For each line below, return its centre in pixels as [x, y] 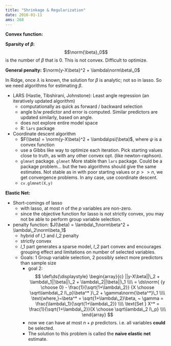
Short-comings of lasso [37, 203]
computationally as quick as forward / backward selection [81, 106]
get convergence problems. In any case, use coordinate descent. [89, 177]
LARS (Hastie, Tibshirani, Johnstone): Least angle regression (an [81, 96]
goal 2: [35, 268]
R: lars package [38, 129]
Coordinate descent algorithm [44, 134]
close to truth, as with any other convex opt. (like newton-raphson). [91, 156]
